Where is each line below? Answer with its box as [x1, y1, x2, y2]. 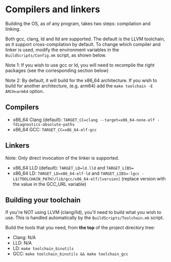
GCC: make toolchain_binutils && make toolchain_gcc [12, 251, 129, 257]
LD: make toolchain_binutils [12, 245, 74, 251]
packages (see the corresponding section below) [5, 67, 109, 74]
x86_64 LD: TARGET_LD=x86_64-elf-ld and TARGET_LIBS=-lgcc [12, 170, 140, 176]
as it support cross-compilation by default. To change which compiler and [5, 41, 161, 47]
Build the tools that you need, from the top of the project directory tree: [5, 225, 155, 231]
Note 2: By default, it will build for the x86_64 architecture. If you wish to [5, 77, 157, 83]
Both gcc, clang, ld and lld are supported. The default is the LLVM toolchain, [5, 36, 165, 42]
